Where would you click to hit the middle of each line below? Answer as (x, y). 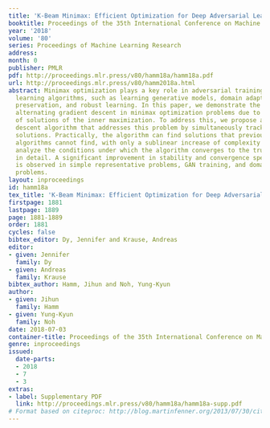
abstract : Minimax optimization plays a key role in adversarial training (136, 90)
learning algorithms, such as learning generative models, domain (129, 98)
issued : (21, 352)
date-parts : (36, 359)
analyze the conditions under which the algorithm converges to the (133, 150)
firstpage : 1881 (35, 202)
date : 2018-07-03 (37, 329)
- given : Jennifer (39, 255)
